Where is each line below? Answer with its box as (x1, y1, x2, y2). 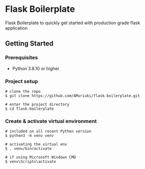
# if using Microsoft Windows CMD (5, 155, 76, 160)
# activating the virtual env (5, 142, 68, 147)
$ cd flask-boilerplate (5, 106, 54, 111)
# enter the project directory (5, 102, 70, 107)
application (5, 25, 28, 31)
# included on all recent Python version (5, 129, 92, 134)
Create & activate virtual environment (5, 118, 97, 125)
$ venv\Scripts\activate (5, 159, 56, 164)
